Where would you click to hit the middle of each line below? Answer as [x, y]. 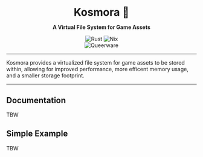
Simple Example [37, 134]
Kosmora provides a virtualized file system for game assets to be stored [96, 63]
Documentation [36, 100]
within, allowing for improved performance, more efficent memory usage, [98, 69]
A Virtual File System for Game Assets [101, 27]
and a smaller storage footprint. [45, 75]
